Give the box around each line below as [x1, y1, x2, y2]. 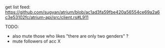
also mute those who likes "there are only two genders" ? [12, 33, 129, 39]
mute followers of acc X [12, 38, 61, 44]
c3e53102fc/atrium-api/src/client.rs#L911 [5, 15, 89, 20]
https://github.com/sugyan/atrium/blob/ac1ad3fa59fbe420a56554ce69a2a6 [5, 9, 160, 15]
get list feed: [5, 4, 31, 10]
